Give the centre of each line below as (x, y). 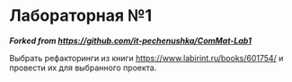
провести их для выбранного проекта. (83, 68)
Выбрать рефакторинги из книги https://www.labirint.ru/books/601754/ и (146, 58)
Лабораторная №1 (81, 16)
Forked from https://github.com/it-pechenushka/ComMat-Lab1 (130, 41)
